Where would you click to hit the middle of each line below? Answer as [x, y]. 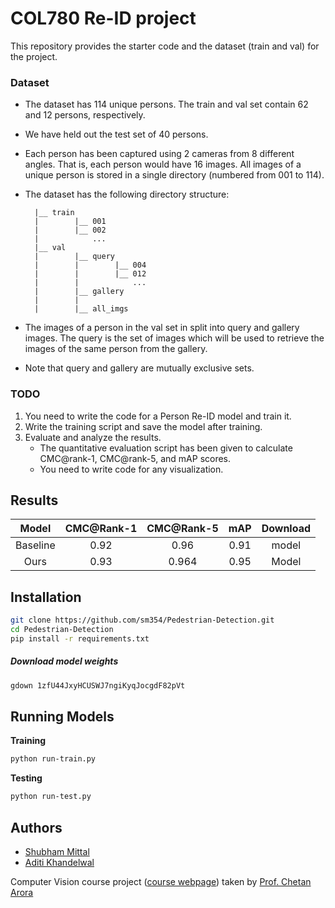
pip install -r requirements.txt [80, 638]
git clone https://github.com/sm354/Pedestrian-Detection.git [142, 620]
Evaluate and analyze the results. [93, 437]
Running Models [62, 717]
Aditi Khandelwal [59, 862]
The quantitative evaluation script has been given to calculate [166, 448]
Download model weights [64, 661]
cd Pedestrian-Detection [62, 630]
